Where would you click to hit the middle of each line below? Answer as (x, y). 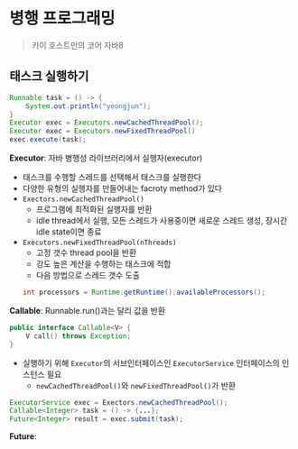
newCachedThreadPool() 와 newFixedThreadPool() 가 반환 (136, 385)
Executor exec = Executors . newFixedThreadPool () (102, 132)
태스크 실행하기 (49, 76)
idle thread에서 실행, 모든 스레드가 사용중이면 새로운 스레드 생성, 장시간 (162, 220)
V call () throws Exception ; (78, 336)
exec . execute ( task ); (48, 140)
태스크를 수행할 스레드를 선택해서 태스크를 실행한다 (112, 177)
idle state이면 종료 (69, 232)
